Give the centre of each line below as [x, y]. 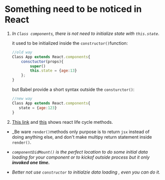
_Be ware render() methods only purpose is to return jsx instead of [81, 132]
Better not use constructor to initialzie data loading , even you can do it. [86, 172]
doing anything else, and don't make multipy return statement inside [82, 137]
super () [38, 66]
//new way [22, 99]
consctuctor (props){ [42, 61]
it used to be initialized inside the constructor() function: [70, 43]
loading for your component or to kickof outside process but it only [81, 157]
